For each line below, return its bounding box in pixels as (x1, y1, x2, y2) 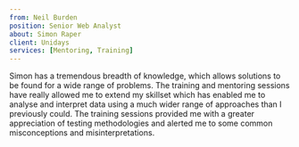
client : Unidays (9, 37, 70, 47)
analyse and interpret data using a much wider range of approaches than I (9, 99, 283, 110)
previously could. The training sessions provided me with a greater (9, 109, 255, 119)
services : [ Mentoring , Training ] (9, 46, 134, 55)
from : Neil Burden (9, 12, 78, 22)
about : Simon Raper (9, 29, 82, 38)
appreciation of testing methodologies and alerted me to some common (9, 118, 273, 129)
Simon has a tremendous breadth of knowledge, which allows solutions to (9, 70, 281, 81)
